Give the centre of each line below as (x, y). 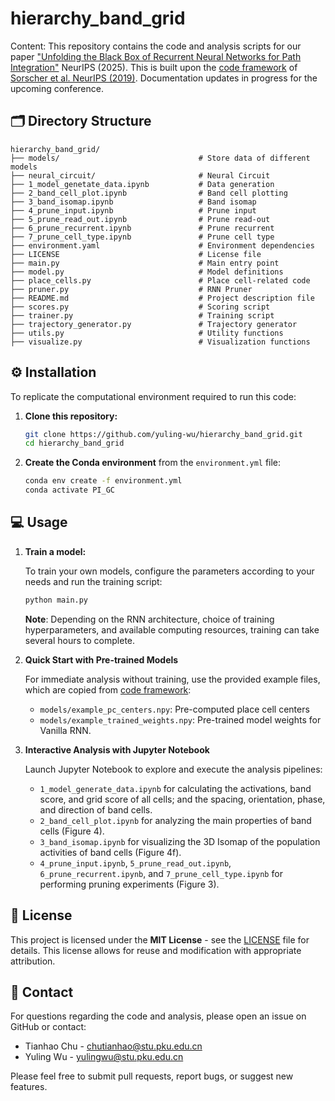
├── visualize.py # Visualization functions (160, 342)
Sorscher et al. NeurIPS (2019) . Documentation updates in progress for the (164, 78)
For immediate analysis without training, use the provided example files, (172, 679)
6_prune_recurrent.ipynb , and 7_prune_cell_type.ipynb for (161, 873)
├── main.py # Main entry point (145, 263)
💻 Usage (39, 522)
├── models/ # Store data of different (160, 158)
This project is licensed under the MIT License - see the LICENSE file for (160, 939)
